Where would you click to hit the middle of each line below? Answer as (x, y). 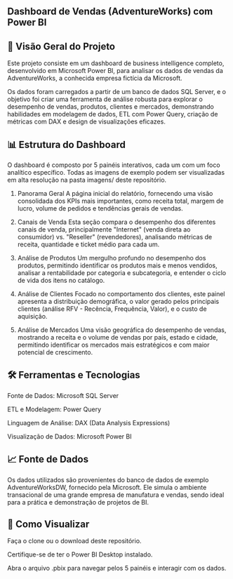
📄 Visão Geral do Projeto (61, 46)
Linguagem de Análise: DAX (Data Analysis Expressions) (89, 422)
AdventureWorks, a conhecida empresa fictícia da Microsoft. (95, 78)
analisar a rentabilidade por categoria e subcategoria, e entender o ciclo (122, 273)
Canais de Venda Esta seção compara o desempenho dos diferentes (116, 222)
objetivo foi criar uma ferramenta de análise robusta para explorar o (105, 99)
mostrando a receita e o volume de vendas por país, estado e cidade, (118, 338)
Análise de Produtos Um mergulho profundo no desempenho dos (112, 258)
